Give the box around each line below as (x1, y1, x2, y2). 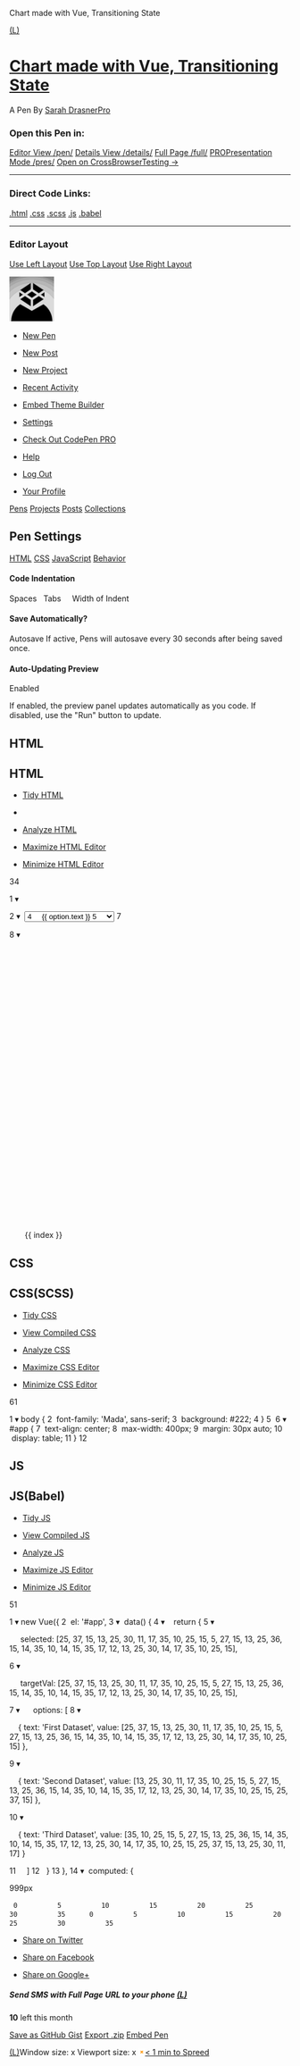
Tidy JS (21, 1512, 51, 1523)
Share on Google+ (21, 1969, 90, 1979)
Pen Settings (9, 529, 82, 544)
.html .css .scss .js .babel (9, 207, 102, 218)
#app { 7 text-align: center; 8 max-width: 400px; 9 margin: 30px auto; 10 (9, 1423, 283, 1434)
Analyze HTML (21, 824, 78, 835)
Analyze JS (21, 1547, 64, 1558)
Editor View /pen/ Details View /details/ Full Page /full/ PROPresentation (9, 147, 272, 158)
